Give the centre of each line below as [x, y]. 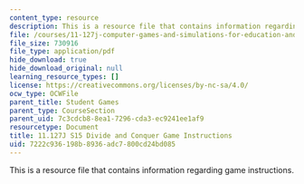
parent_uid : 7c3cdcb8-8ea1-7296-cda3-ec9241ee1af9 [107, 119]
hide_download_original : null [66, 69]
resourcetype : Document [54, 128]
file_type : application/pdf [62, 52]
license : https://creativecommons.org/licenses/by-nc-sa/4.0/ [129, 85]
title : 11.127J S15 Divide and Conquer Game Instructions [121, 136]
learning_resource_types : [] [64, 77]
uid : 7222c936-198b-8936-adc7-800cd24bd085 [93, 144]
